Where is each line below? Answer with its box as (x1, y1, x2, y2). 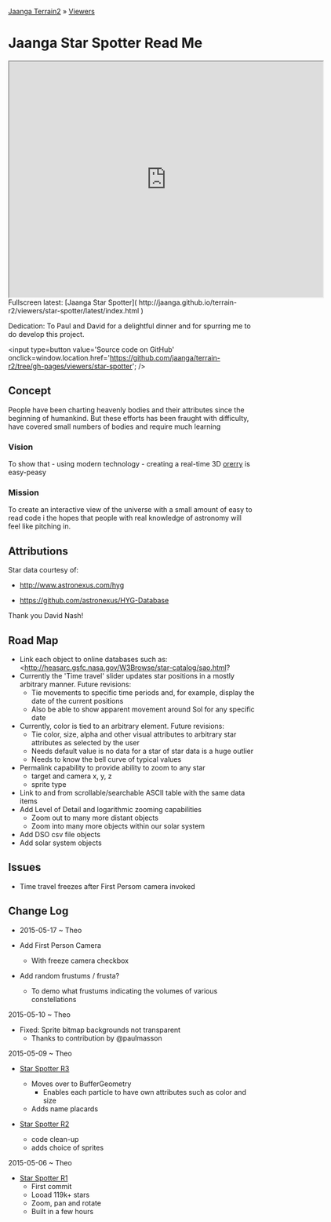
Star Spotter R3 (19, 1063, 70, 1073)
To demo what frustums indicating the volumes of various (31, 986, 218, 996)
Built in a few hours (31, 1206, 94, 1216)
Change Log (8, 905, 69, 918)
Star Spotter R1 (19, 1173, 68, 1183)
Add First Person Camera (19, 940, 102, 949)
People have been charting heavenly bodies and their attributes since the (8, 404, 245, 415)
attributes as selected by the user (31, 737, 140, 747)
